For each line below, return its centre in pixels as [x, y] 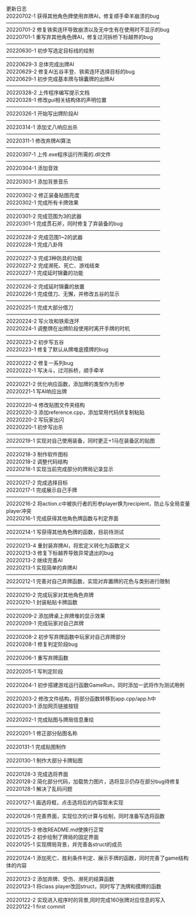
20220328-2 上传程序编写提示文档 [48, 92]
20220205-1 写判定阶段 [35, 671]
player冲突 [19, 511]
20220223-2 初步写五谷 [35, 342]
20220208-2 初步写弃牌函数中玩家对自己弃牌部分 [66, 637]
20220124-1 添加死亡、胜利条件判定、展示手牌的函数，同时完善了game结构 [97, 858]
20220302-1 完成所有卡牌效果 [43, 203]
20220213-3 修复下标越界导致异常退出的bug [60, 553]
